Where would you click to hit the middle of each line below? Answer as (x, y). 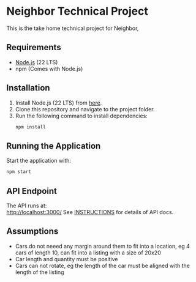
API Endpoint (32, 191)
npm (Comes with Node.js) (49, 69)
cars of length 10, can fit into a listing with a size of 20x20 (88, 253)
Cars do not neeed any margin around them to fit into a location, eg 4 (102, 246)
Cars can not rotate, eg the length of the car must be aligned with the (102, 265)
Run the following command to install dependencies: (81, 116)
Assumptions (32, 232)
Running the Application (54, 146)
